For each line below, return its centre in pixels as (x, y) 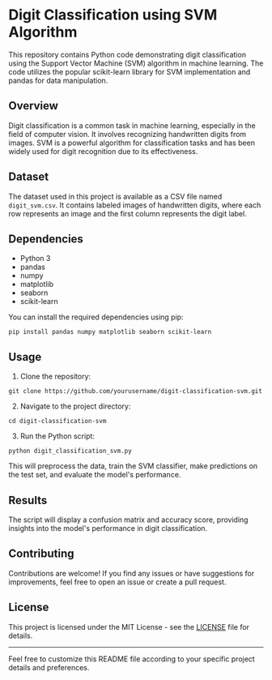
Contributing (41, 554)
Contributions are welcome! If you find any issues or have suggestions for (132, 573)
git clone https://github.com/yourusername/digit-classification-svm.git (136, 391)
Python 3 (35, 259)
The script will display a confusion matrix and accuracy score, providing (128, 520)
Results (28, 500)
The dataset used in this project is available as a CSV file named (115, 196)
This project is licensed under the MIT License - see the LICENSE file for (129, 627)
